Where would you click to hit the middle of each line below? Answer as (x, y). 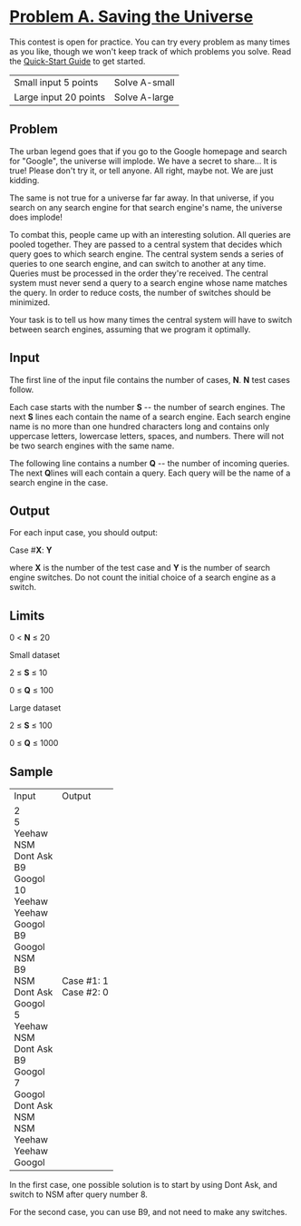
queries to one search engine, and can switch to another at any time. (138, 263)
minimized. (30, 302)
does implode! (36, 217)
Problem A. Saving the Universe (131, 17)
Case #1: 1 (85, 981)
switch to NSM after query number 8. (78, 1194)
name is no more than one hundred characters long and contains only (140, 426)
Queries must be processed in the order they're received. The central (139, 273)
